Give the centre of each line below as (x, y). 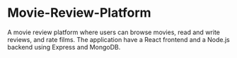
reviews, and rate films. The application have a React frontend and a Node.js (118, 39)
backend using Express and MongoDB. (64, 47)
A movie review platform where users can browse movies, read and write (114, 32)
